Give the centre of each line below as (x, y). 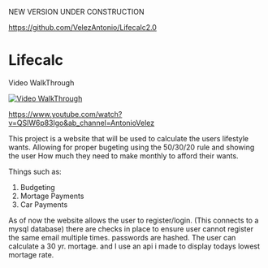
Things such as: (35, 171)
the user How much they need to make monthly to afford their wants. (123, 156)
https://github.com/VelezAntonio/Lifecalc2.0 (82, 27)
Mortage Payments (52, 196)
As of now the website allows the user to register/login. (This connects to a (134, 220)
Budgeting (37, 187)
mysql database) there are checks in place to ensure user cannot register (131, 229)
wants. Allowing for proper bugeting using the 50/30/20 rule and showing (132, 147)
